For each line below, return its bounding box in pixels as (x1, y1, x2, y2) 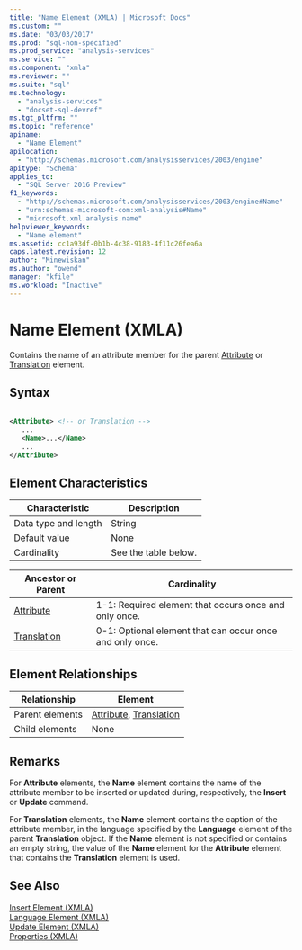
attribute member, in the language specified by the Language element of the (9, 824, 293, 835)
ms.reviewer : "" (9, 72, 70, 81)
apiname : (9, 130, 42, 139)
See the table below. (111, 546, 198, 559)
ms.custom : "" (9, 22, 63, 31)
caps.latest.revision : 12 (9, 247, 106, 256)
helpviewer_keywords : (9, 222, 91, 231)
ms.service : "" (9, 55, 67, 64)
